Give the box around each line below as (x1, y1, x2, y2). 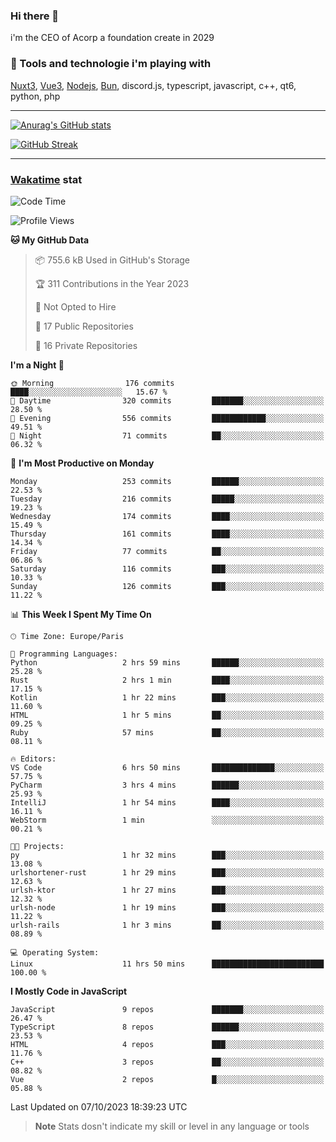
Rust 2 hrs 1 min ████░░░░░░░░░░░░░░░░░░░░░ (10, 675, 325, 685)
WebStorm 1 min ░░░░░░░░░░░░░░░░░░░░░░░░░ (10, 815, 325, 825)
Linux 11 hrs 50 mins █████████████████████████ (10, 959, 325, 969)
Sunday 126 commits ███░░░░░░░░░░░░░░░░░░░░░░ (10, 581, 325, 591)
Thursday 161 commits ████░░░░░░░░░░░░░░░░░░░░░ (10, 529, 325, 539)
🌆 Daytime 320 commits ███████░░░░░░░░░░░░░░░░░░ (10, 395, 325, 406)
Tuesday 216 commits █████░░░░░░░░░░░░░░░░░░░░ (10, 494, 325, 504)
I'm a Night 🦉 (10, 359, 65, 371)
